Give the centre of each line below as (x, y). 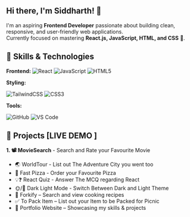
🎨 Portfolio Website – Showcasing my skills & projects (80, 208)
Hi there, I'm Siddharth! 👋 (54, 11)
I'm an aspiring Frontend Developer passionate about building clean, (91, 25)
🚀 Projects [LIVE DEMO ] (52, 136)
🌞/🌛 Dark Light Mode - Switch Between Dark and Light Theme (92, 188)
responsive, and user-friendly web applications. (65, 32)
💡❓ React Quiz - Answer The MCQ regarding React (77, 180)
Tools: (14, 105)
